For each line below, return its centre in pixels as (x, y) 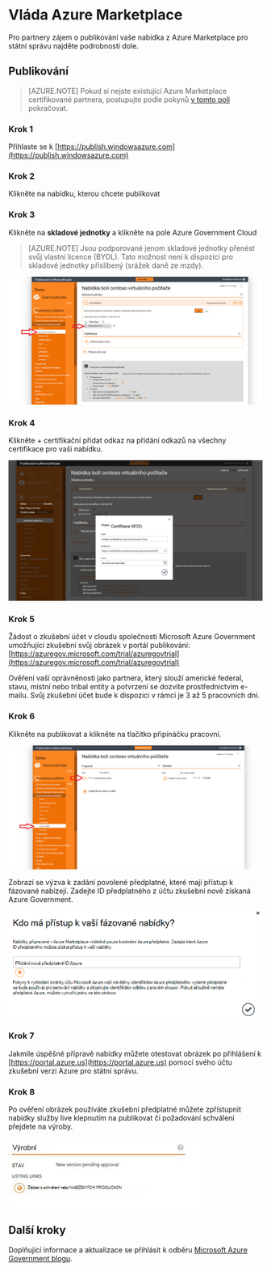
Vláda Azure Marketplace (96, 15)
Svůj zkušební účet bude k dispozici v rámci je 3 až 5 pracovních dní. (145, 695)
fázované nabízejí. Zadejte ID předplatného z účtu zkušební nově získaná (130, 891)
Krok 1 (21, 129)
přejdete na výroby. (41, 1126)
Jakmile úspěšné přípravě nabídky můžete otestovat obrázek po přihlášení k (135, 1053)
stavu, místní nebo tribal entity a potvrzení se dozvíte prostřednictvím (124, 687)
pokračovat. (48, 108)
